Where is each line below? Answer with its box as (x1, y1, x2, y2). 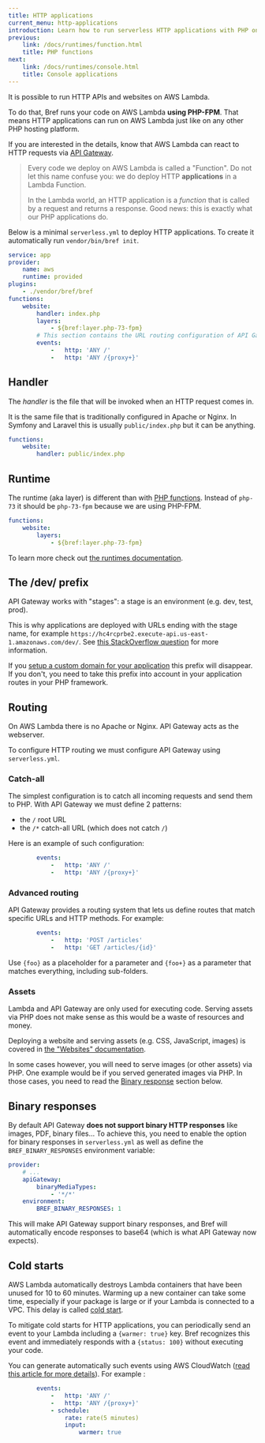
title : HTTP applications (8, 11, 93, 20)
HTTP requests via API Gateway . (8, 148, 114, 157)
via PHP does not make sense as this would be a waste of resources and (8, 1013, 244, 1022)
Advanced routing (8, 887, 79, 898)
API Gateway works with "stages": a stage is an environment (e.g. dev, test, (8, 597, 254, 607)
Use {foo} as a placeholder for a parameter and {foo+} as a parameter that (8, 957, 252, 968)
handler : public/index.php (36, 450, 125, 458)
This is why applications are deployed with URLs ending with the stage (8, 621, 238, 630)
